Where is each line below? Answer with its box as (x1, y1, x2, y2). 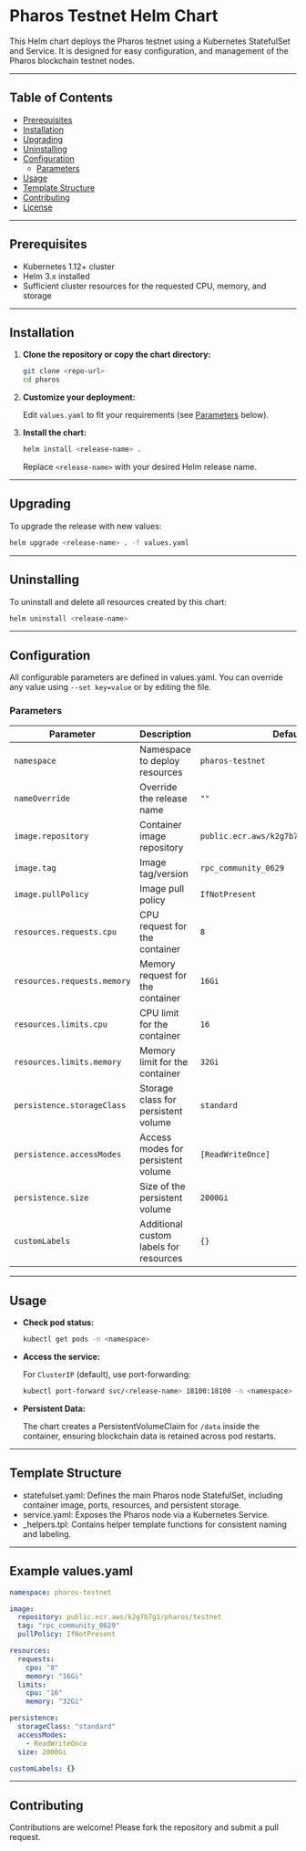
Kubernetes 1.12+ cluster (22, 261, 116, 272)
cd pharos (22, 375, 61, 384)
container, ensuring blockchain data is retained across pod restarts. (22, 1430, 276, 1442)
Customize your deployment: (22, 392, 136, 403)
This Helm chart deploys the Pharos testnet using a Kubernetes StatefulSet (9, 36, 291, 47)
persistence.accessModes (14, 1149, 122, 1160)
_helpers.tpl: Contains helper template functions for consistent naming (22, 1519, 287, 1530)
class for (139, 1093, 177, 1106)
